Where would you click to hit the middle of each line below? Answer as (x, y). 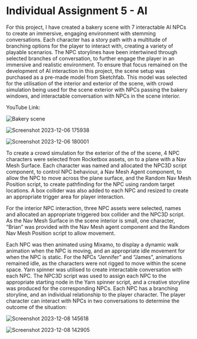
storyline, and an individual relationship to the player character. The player (96, 294)
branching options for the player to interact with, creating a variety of (90, 46)
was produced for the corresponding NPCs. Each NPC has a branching (92, 288)
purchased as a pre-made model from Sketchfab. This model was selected (96, 77)
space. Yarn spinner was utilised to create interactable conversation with (94, 270)
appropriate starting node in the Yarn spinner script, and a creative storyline (98, 282)
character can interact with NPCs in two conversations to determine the (93, 301)
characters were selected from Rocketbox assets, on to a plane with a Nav (96, 159)
